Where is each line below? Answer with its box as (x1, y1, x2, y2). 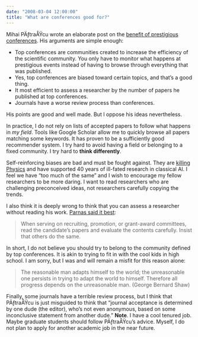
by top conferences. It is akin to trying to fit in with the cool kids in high (6, 251, 180, 258)
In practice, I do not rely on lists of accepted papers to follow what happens (6, 122, 191, 129)
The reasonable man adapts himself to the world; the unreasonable (20, 269, 185, 276)
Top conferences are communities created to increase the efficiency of (14, 48, 189, 55)
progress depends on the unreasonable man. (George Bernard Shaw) (20, 281, 190, 288)
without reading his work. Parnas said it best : (6, 208, 117, 216)
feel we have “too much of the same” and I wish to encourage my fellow (6, 171, 182, 179)
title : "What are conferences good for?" (6, 14, 110, 20)
